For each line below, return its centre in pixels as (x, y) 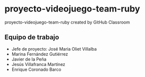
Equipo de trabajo (32, 37)
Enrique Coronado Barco (36, 69)
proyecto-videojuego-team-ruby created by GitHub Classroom (67, 22)
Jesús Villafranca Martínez (38, 64)
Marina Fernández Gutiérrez (40, 54)
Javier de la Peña (29, 59)
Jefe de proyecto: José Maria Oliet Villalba (54, 49)
